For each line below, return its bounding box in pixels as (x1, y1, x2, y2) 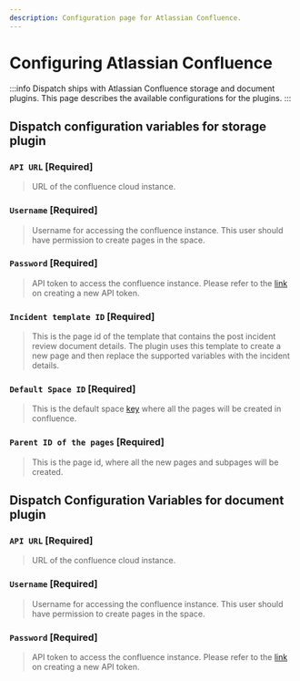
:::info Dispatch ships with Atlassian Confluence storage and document (9, 83, 275, 94)
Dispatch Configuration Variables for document (9, 493, 285, 509)
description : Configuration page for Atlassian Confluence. (9, 13, 243, 23)
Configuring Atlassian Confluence (9, 52, 273, 73)
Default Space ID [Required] (9, 383, 136, 396)
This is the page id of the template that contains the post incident (31, 331, 276, 342)
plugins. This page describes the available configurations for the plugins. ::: (9, 92, 292, 103)
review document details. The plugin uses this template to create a (31, 341, 282, 352)
